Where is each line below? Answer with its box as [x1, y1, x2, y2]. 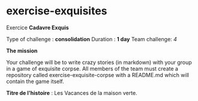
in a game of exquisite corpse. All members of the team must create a [6, 65, 179, 72]
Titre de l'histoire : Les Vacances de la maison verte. [6, 89, 137, 96]
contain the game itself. [6, 78, 64, 85]
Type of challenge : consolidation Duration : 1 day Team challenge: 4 [6, 35, 177, 42]
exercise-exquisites [6, 4, 107, 18]
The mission [6, 47, 38, 54]
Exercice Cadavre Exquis [6, 24, 69, 31]
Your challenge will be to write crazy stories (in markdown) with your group [6, 59, 192, 66]
